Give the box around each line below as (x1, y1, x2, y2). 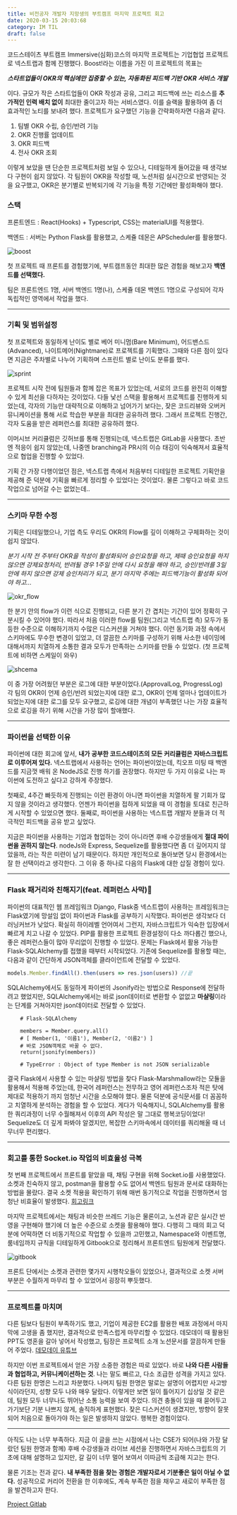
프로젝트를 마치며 (7, 1302, 63, 1312)
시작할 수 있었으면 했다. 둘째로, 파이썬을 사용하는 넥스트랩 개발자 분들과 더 (14, 809, 218, 817)
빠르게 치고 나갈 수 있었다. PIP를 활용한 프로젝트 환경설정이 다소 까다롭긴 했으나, (7, 929, 228, 937)
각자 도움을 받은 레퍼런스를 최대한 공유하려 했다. (7, 419, 140, 427)
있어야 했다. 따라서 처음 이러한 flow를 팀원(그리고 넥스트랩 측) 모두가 (33, 616, 222, 624)
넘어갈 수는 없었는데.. (31, 485, 90, 493)
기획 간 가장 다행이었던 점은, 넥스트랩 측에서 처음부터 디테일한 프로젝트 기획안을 (7, 467, 226, 475)
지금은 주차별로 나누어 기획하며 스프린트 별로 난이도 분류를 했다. (14, 355, 190, 364)
